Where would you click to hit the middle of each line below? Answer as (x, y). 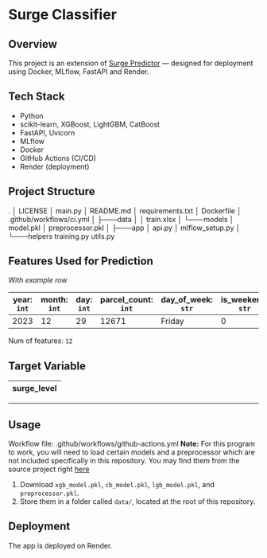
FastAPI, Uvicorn (47, 132)
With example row (38, 280)
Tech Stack (37, 97)
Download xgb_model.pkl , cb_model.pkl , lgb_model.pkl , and (117, 485)
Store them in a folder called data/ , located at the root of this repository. (137, 501)
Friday (172, 322)
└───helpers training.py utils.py (62, 236)
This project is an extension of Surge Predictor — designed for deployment (131, 63)
